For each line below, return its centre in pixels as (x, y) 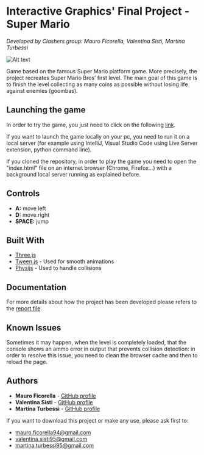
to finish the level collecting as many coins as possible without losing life (97, 84)
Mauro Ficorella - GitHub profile (55, 396)
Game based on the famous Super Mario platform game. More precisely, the (102, 71)
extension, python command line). (49, 149)
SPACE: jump (32, 221)
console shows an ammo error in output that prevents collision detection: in (101, 349)
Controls (23, 194)
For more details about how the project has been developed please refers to (101, 302)
